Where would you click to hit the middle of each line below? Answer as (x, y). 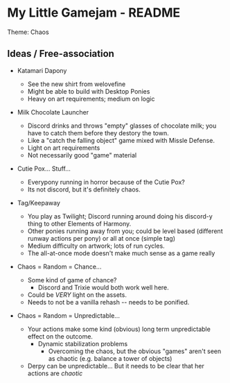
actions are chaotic (55, 373)
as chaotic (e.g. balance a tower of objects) (110, 358)
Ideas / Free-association (61, 54)
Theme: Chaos (28, 32)
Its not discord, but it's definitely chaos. (84, 189)
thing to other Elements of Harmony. (79, 223)
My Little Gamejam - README (94, 13)
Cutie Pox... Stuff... (44, 169)
